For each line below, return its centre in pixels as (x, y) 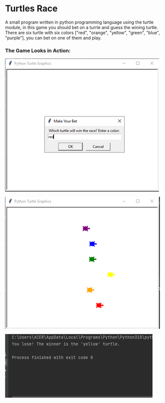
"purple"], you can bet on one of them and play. (53, 38)
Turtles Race (31, 9)
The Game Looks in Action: (38, 51)
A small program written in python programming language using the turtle (79, 22)
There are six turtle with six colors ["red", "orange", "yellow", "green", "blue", (82, 32)
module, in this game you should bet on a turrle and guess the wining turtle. (82, 27)
